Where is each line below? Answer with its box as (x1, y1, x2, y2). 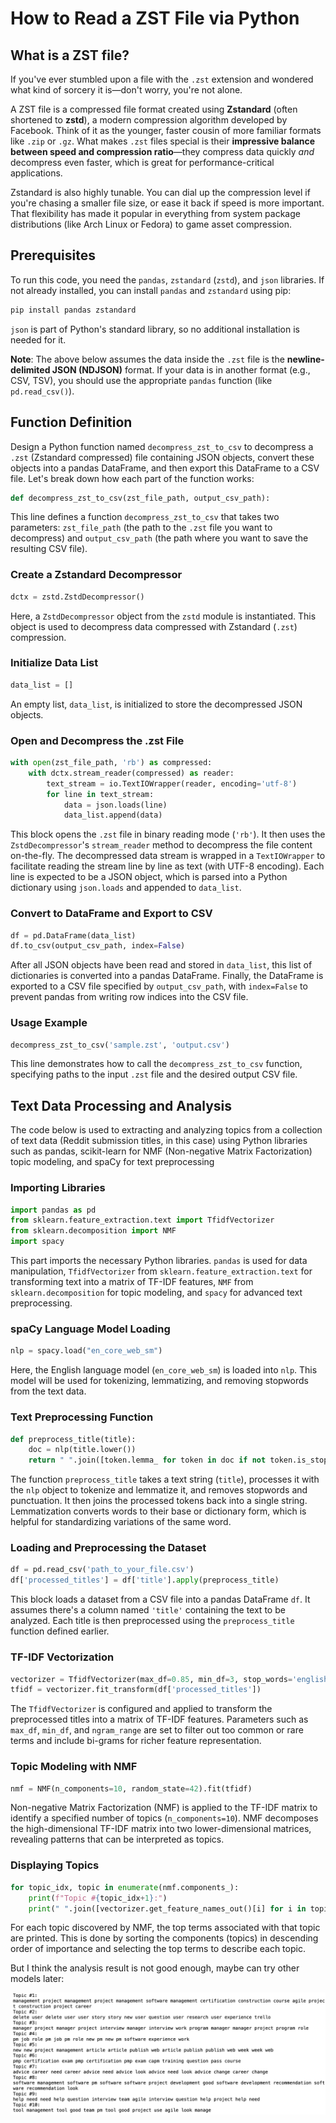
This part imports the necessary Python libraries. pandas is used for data (10, 1255, 308, 1267)
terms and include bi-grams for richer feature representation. (10, 1735, 262, 1747)
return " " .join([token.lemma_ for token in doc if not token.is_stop (28, 1455, 329, 1466)
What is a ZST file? (10, 47, 130, 64)
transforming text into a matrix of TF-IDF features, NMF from (10, 1276, 254, 1288)
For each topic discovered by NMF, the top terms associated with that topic (10, 1922, 321, 1934)
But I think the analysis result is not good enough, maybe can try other (10, 1962, 300, 1974)
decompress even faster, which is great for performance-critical (10, 157, 275, 168)
